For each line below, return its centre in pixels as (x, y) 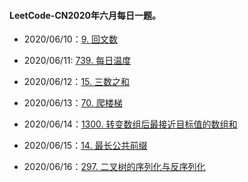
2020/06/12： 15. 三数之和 (76, 82)
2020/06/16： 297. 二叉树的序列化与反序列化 (114, 167)
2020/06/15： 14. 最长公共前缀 (85, 146)
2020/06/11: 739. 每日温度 (77, 61)
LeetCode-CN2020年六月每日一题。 (85, 15)
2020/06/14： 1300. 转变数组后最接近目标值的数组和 (130, 124)
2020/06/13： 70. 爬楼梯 (73, 103)
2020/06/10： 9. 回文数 (70, 39)
